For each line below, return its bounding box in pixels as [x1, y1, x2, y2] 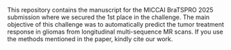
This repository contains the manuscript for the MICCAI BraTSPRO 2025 [7, 6, 214, 14]
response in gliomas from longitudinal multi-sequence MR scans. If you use [7, 27, 224, 36]
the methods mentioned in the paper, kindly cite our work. [7, 35, 173, 43]
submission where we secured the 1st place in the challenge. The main [7, 13, 210, 21]
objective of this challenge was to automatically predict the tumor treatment [7, 21, 225, 28]
